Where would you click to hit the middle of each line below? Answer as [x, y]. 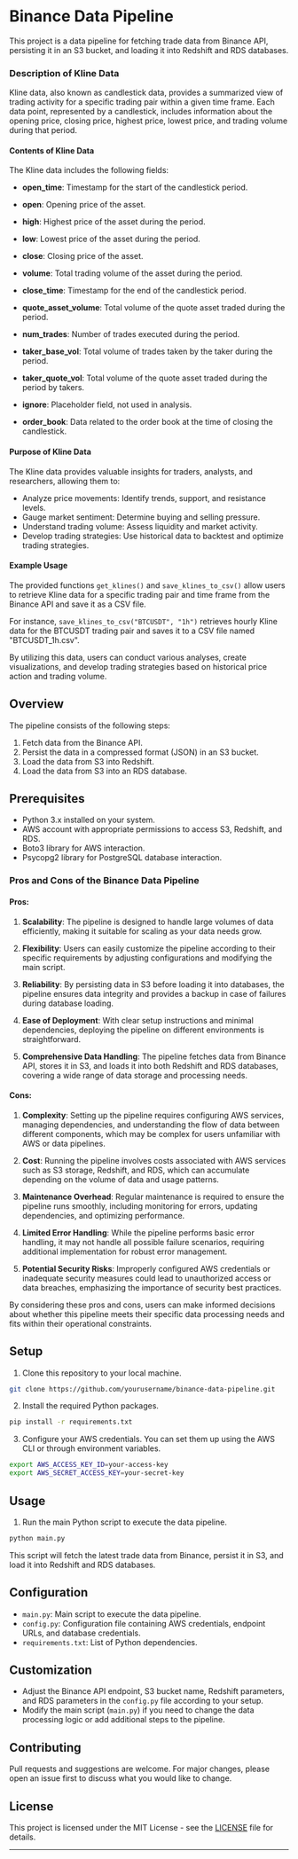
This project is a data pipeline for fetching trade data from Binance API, [139, 41]
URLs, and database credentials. [81, 1633]
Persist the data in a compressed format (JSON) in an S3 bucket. [140, 752]
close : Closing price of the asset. [82, 256]
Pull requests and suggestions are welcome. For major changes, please [140, 1769]
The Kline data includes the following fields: [89, 170]
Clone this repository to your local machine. [102, 1373]
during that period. [43, 130]
